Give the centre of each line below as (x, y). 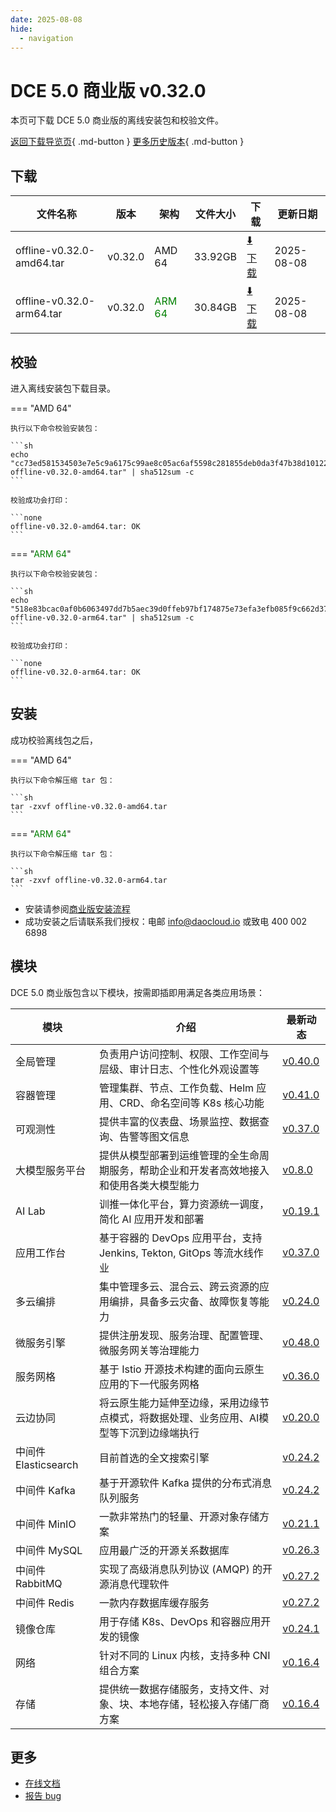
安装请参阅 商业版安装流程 (77, 908)
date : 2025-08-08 (46, 19)
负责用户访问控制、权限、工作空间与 (184, 1054)
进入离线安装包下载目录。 (63, 388)
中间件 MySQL (49, 1550)
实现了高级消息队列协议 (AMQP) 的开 (185, 1569)
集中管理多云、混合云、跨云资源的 (179, 1286)
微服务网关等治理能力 (149, 1350)
